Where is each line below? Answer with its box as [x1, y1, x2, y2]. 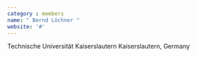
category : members [7, 10, 64, 17]
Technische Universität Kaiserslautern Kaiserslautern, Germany [7, 42, 191, 51]
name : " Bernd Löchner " [7, 17, 80, 24]
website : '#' [7, 23, 46, 30]
